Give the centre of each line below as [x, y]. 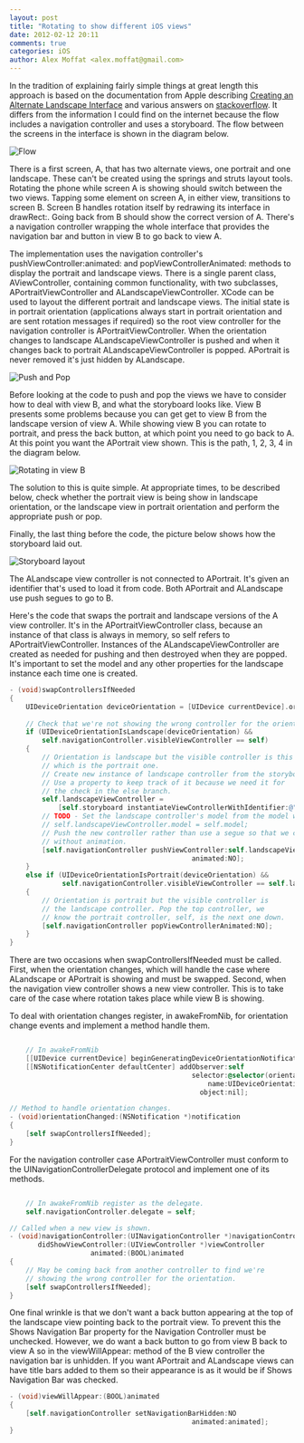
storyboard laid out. [46, 544]
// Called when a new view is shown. [81, 1228]
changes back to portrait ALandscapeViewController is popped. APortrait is [150, 350]
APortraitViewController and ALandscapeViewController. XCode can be [142, 292]
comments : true [38, 43]
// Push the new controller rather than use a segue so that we [166, 833]
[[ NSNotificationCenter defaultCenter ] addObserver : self [135, 1067]
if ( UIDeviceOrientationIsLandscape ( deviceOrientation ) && [139, 732]
